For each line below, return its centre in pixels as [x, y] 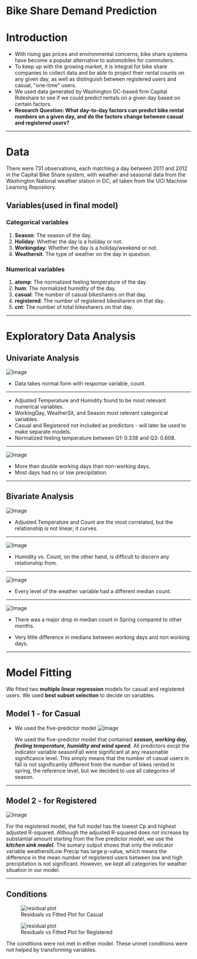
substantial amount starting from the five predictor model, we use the [90, 839]
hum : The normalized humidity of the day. [65, 288]
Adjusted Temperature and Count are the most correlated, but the [94, 522]
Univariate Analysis [43, 358]
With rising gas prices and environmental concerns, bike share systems [101, 54]
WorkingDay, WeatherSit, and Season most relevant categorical [91, 413]
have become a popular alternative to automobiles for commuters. [94, 61]
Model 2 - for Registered [51, 801]
